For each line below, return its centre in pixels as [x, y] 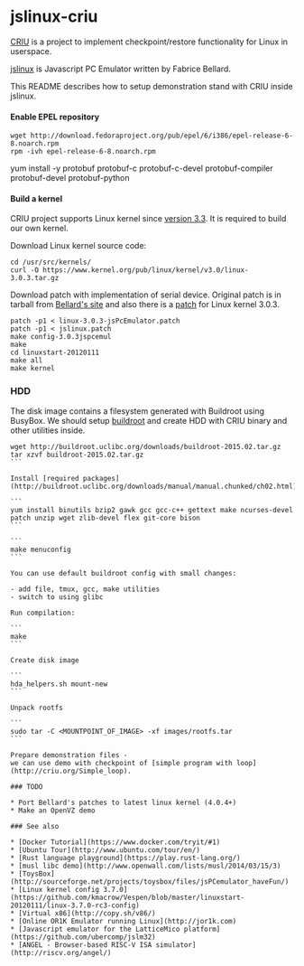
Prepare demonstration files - [69, 755]
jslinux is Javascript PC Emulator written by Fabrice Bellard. [120, 69]
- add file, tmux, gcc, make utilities [85, 589]
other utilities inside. [48, 430]
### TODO [27, 787]
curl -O [25, 270]
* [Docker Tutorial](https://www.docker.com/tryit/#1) [115, 842]
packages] [101, 478]
